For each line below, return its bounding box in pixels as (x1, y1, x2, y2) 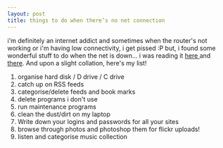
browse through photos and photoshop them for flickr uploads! (17, 125, 200, 133)
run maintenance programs (17, 102, 96, 111)
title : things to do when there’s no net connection (7, 17, 165, 24)
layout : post (7, 10, 46, 18)
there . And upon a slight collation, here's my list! (7, 58, 147, 67)
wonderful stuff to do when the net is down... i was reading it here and (7, 51, 211, 60)
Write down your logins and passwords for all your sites (17, 117, 179, 125)
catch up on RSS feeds (17, 80, 84, 88)
